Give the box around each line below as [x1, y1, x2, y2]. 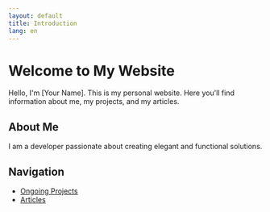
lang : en [8, 27, 38, 35]
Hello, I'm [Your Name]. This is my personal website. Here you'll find [8, 88, 235, 98]
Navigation [8, 164, 64, 178]
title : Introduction [8, 19, 78, 27]
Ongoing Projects [19, 186, 78, 196]
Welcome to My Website [8, 61, 175, 80]
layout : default [8, 11, 63, 20]
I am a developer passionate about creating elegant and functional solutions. [8, 142, 263, 152]
